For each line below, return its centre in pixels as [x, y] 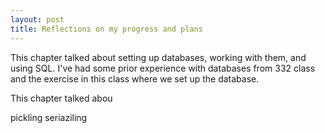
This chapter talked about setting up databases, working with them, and [158, 57]
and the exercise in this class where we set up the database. [135, 78]
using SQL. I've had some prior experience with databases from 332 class [163, 68]
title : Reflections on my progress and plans [106, 29]
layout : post [37, 19]
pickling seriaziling [49, 117]
